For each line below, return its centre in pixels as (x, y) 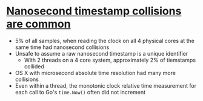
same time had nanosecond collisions (62, 47)
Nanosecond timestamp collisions (94, 11)
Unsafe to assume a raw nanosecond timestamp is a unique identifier (101, 53)
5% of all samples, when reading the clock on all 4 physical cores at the (105, 41)
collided (34, 66)
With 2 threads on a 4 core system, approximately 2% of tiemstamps (110, 60)
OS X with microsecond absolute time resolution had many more (95, 73)
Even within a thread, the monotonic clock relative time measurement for (106, 85)
